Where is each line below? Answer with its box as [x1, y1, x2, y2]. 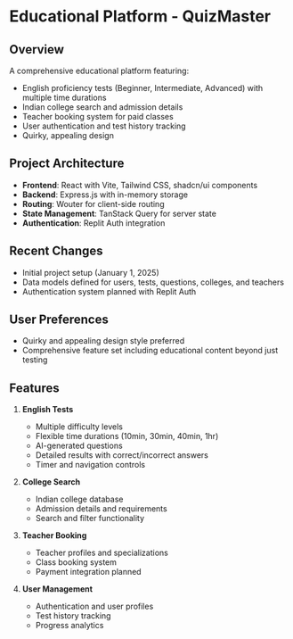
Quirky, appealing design [21, 130, 114, 140]
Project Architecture [9, 156, 125, 171]
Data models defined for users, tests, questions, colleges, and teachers [21, 277, 285, 287]
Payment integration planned [35, 567, 142, 577]
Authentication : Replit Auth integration [21, 217, 166, 228]
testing [21, 354, 48, 365]
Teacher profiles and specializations [35, 547, 169, 559]
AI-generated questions [35, 440, 123, 452]
